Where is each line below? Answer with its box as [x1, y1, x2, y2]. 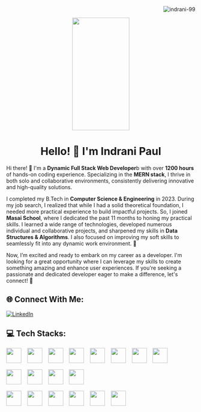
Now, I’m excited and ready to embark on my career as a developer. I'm [6, 251, 182, 258]
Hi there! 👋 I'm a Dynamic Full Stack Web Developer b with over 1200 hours [6, 164, 194, 171]
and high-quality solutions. [6, 183, 73, 190]
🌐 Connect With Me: [6, 294, 84, 304]
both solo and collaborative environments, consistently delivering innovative [6, 177, 194, 184]
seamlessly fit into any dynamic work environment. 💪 [6, 240, 137, 247]
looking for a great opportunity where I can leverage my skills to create [6, 258, 181, 265]
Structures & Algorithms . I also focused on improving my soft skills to [6, 233, 179, 240]
